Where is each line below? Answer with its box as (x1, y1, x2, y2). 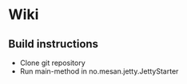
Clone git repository (19, 58, 86, 67)
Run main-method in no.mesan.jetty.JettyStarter (19, 67, 179, 76)
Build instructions (8, 37, 98, 51)
